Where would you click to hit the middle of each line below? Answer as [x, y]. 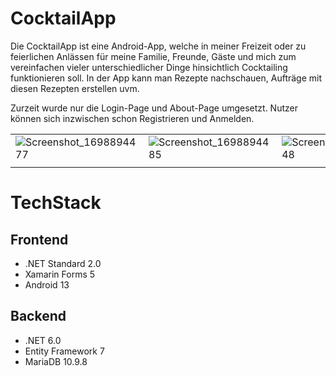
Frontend [39, 239]
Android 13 [47, 284]
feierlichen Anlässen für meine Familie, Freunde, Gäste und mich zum [153, 56]
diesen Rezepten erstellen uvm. [75, 88]
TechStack [56, 203]
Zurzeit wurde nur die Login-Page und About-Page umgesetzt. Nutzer [154, 108]
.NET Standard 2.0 [63, 263]
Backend [38, 316]
